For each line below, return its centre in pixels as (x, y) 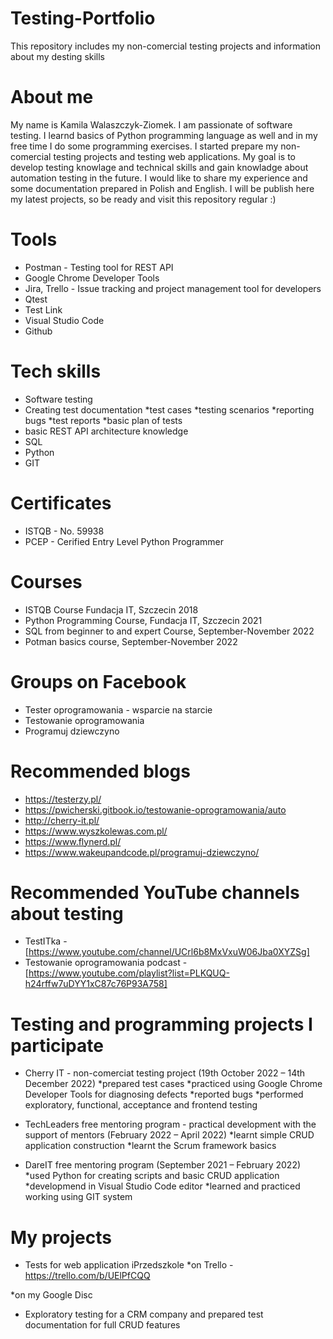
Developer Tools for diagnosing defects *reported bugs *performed (164, 1094)
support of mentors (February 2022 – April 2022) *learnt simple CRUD (169, 1135)
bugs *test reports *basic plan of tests (103, 420)
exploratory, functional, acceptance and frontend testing (141, 1105)
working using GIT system (78, 1197)
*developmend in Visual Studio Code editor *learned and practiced (162, 1186)
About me (52, 97)
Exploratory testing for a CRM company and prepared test (144, 1314)
